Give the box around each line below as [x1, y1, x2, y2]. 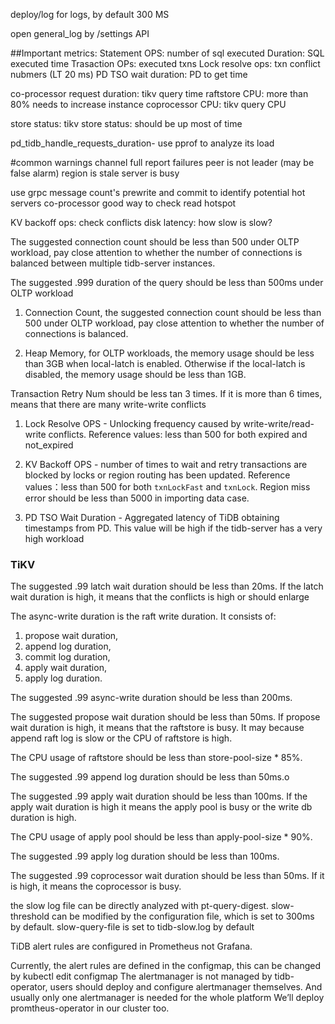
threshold [10, 910, 50, 923]
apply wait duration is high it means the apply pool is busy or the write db [10, 801, 313, 813]
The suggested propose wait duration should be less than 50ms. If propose [10, 711, 321, 723]
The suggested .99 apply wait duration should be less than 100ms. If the [10, 790, 308, 803]
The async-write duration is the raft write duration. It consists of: [10, 610, 277, 623]
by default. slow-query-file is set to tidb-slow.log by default [10, 921, 255, 933]
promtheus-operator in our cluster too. [10, 1002, 170, 1014]
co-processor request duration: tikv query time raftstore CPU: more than [10, 88, 309, 99]
